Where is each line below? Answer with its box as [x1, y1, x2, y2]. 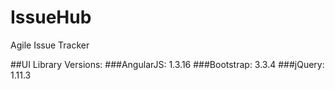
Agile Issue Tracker [10, 39, 90, 51]
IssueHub [10, 6, 92, 29]
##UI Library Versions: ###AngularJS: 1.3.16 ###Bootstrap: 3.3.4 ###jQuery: [10, 58, 325, 70]
